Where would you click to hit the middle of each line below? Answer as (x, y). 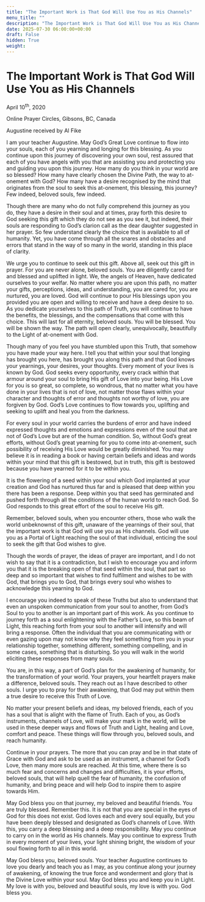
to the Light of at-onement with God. (52, 335)
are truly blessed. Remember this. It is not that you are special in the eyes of (102, 810)
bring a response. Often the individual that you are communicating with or (99, 633)
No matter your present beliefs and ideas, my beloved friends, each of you (100, 708)
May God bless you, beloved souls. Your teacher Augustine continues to (97, 861)
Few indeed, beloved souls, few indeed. (56, 194)
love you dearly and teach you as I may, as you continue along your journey (101, 867)
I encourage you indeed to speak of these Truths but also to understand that (102, 600)
